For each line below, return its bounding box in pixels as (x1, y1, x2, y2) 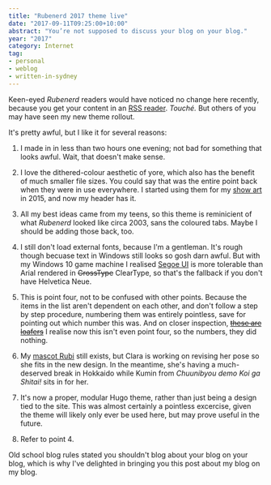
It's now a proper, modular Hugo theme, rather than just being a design (19, 393, 257, 402)
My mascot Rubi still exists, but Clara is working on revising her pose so (19, 350, 260, 361)
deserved (19, 368, 53, 378)
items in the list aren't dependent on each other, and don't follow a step (19, 301, 259, 311)
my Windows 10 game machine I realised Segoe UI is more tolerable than (19, 259, 264, 268)
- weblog (8, 65, 38, 73)
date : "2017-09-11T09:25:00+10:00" (8, 19, 129, 28)
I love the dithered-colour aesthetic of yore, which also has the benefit (19, 167, 255, 177)
